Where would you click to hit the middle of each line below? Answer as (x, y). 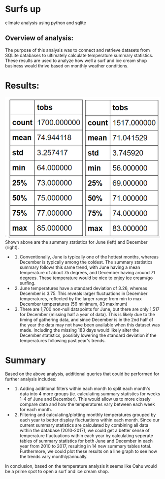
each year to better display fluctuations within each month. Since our (90, 420)
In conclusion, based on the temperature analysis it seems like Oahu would (81, 466)
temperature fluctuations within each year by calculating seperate (86, 436)
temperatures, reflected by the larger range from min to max (81, 298)
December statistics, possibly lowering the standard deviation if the (88, 335)
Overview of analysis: (39, 38)
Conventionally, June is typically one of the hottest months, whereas (89, 256)
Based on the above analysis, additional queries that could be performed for (82, 374)
